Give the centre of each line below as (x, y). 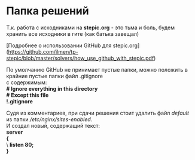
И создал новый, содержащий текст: (53, 125)
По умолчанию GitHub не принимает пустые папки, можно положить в (97, 69)
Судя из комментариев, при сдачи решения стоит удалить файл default (98, 113)
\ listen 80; (20, 144)
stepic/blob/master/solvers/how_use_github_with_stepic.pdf (80, 58)
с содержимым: (27, 82)
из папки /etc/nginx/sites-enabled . (49, 119)
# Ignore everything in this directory (52, 88)
